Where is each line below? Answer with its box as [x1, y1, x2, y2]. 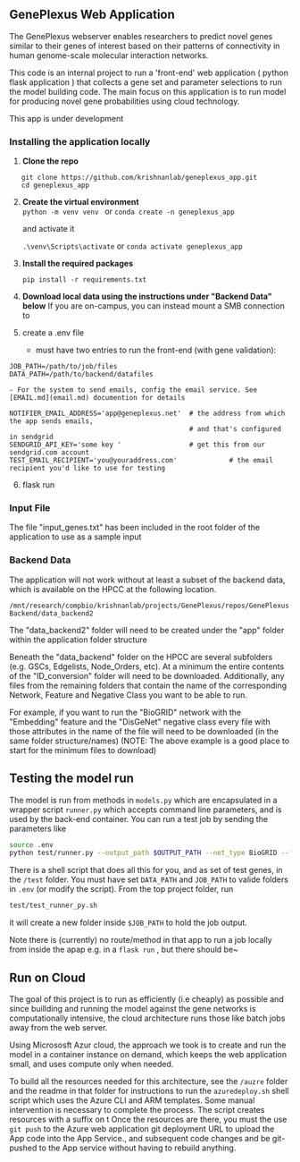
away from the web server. [9, 1022, 108, 1032]
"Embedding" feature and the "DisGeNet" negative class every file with [9, 716, 271, 727]
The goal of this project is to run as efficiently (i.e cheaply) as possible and [9, 993, 284, 1005]
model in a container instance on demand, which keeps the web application [9, 1048, 287, 1059]
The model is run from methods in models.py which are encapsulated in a [9, 794, 278, 805]
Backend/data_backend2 [9, 608, 94, 618]
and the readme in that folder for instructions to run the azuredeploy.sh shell [9, 1085, 289, 1096]
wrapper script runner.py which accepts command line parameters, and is [9, 804, 282, 815]
